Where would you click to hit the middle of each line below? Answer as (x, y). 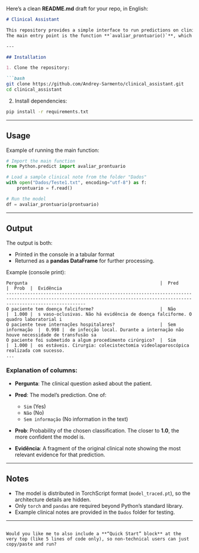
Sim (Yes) (35, 406)
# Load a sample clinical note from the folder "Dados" (76, 177)
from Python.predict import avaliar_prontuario (66, 166)
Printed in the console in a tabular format (64, 254)
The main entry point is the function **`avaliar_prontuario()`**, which (99, 36)
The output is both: (29, 243)
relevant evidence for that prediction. (60, 455)
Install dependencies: (41, 101)
